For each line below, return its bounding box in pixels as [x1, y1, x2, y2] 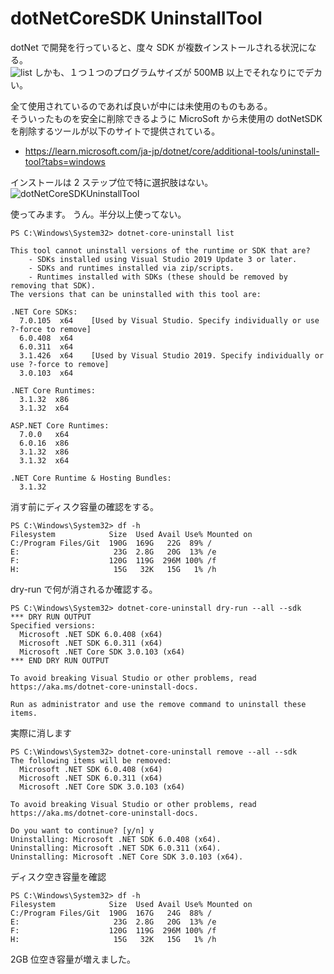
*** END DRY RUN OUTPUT [10, 655, 110, 666]
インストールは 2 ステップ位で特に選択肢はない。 [10, 176, 214, 188]
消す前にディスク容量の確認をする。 [10, 500, 160, 512]
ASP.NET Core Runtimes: [10, 420, 110, 431]
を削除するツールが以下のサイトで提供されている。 [10, 125, 221, 137]
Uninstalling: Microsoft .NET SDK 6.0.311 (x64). [10, 843, 222, 853]
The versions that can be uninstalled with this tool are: [10, 289, 262, 299]
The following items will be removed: [10, 755, 172, 766]
